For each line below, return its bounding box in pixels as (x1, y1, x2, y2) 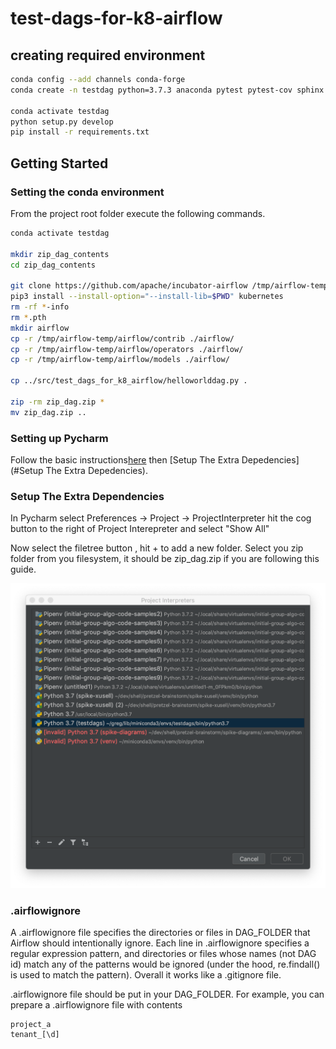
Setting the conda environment (10, 185, 165, 199)
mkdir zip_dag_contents (10, 249, 110, 259)
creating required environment (10, 47, 206, 64)
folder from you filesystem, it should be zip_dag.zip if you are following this (10, 553, 320, 565)
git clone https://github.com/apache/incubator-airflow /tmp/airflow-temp (10, 281, 329, 291)
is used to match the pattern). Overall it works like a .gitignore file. (10, 969, 282, 981)
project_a (10, 1020, 52, 1030)
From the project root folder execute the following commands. (10, 207, 266, 219)
